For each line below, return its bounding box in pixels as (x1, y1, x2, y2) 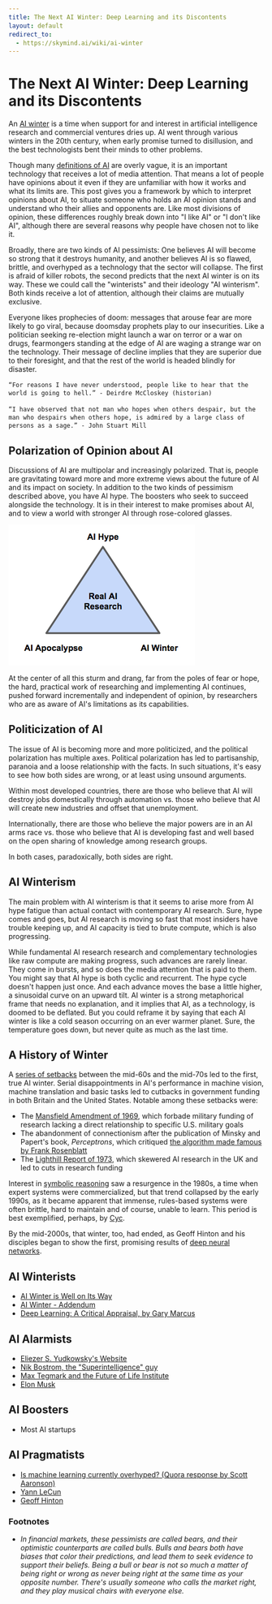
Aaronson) (19, 1478, 56, 1488)
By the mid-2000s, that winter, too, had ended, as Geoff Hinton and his (8, 1229, 246, 1239)
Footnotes (8, 1516, 50, 1527)
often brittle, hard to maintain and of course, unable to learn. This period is (8, 1205, 257, 1214)
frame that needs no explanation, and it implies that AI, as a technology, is (8, 998, 256, 1008)
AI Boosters (8, 1403, 69, 1416)
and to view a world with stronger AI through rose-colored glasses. (8, 508, 233, 518)
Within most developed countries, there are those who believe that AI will (8, 786, 253, 796)
